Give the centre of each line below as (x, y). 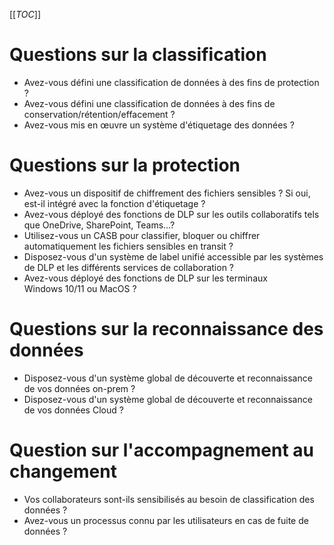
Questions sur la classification (138, 55)
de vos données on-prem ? (79, 388)
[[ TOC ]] (25, 14)
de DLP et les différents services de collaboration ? (129, 267)
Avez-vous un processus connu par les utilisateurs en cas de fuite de (166, 520)
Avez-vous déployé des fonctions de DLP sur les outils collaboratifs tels (171, 214)
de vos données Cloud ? (73, 410)
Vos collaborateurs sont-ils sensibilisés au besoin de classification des (169, 499)
